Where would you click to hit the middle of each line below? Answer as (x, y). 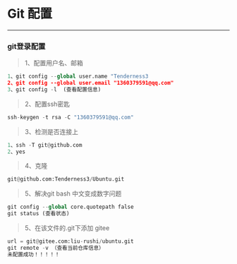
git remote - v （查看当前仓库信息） (56, 248)
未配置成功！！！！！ (34, 254)
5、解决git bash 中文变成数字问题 (73, 193)
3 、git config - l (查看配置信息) (54, 89)
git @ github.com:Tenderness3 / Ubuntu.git (66, 179)
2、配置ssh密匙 (47, 104)
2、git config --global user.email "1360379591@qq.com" (91, 83)
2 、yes (17, 152)
